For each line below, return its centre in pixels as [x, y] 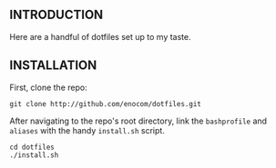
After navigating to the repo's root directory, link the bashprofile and [138, 121]
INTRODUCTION [56, 15]
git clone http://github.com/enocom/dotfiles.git [106, 104]
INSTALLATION [53, 66]
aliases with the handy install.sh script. [87, 130]
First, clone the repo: [49, 87]
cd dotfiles [32, 147]
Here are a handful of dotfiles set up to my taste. [100, 36]
